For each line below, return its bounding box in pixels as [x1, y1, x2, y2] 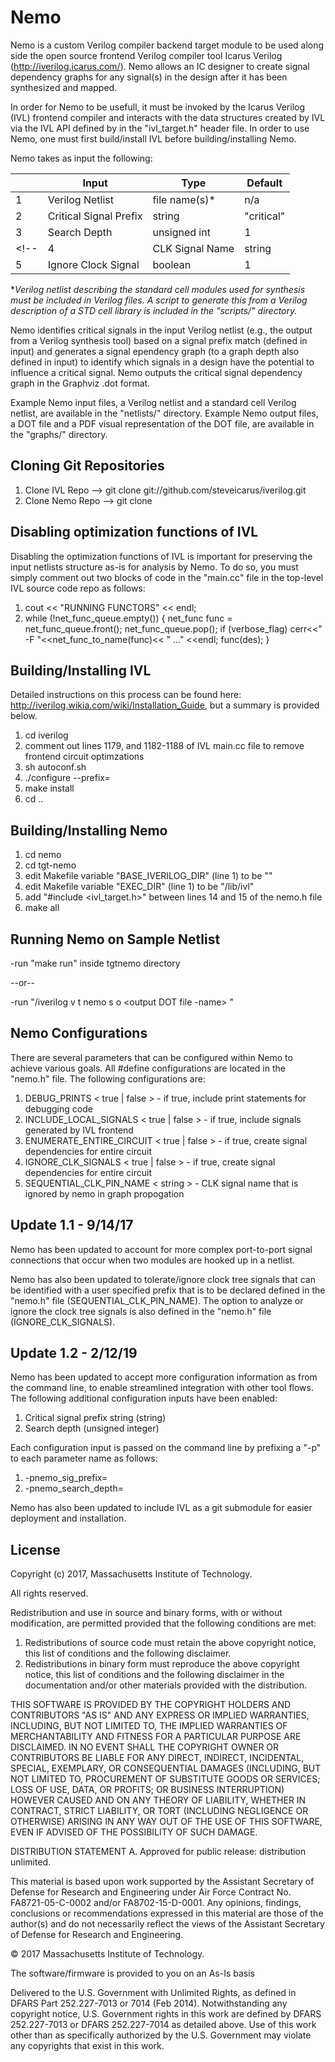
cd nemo [24, 849, 62, 861]
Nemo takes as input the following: [10, 152, 153, 164]
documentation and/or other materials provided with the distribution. [24, 1679, 307, 1691]
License [10, 1541, 61, 1558]
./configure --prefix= [24, 772, 111, 784]
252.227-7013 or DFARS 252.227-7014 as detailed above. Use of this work [10, 2019, 317, 2031]
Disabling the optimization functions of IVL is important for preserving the [10, 550, 313, 562]
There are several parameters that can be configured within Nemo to [10, 1051, 293, 1063]
